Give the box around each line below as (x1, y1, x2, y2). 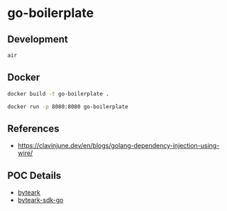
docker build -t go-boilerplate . (7, 90, 110, 97)
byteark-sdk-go (17, 196, 64, 205)
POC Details (7, 169, 62, 181)
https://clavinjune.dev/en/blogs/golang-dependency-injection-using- (17, 142, 220, 150)
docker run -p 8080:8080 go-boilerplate (7, 103, 129, 110)
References (7, 122, 60, 135)
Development (7, 33, 69, 45)
